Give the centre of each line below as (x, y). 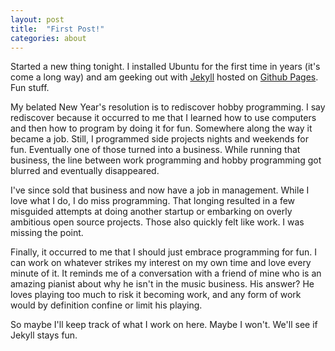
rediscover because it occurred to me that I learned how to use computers (163, 118)
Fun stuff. (30, 88)
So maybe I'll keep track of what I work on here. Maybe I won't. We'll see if (164, 325)
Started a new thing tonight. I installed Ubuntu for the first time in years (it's (165, 67)
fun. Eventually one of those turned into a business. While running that (155, 150)
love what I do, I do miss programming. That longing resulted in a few (153, 201)
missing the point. (47, 233)
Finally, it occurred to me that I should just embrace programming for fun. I (164, 252)
